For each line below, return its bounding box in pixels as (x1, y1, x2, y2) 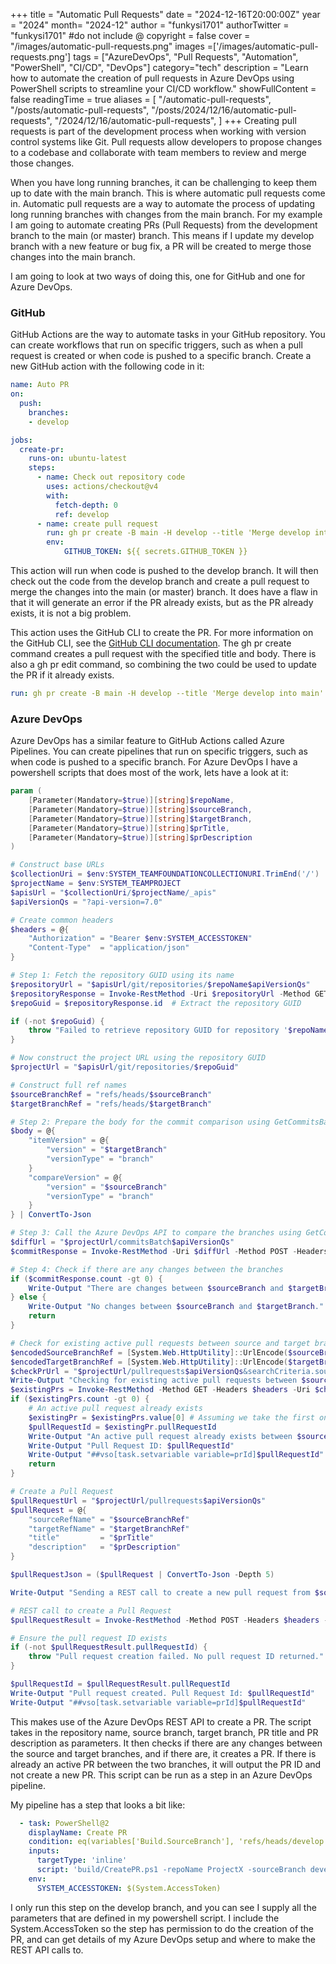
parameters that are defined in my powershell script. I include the (10, 1912, 280, 1924)
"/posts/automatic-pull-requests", (10, 104, 150, 116)
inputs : (28, 1846, 60, 1856)
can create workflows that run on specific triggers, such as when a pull (10, 339, 303, 351)
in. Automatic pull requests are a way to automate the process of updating (10, 198, 315, 209)
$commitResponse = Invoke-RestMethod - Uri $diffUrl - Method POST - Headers (10, 1246, 329, 1256)
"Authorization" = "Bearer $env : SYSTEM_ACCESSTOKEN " (28, 934, 253, 944)
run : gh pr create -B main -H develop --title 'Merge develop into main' (10, 689, 325, 699)
